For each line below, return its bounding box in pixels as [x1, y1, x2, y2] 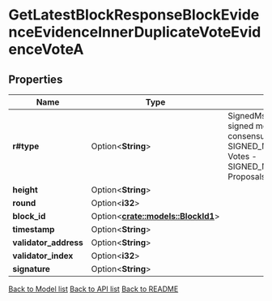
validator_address [12, 237, 83, 248]
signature [12, 264, 51, 274]
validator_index [12, 250, 74, 261]
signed [227, 120, 254, 131]
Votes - [227, 151, 257, 161]
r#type [12, 140, 40, 152]
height [12, 184, 38, 196]
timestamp [12, 224, 55, 234]
